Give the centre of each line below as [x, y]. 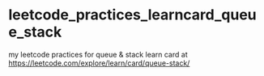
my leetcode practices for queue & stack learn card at [98, 54]
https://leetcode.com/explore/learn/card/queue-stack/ [99, 63]
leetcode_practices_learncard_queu [132, 15]
